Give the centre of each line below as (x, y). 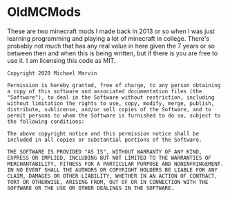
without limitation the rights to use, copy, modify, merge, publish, (111, 103)
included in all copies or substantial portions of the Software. (105, 140)
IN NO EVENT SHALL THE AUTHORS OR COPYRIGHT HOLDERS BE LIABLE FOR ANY (112, 170)
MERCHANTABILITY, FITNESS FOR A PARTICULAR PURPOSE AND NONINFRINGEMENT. (116, 164)
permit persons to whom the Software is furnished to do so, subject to (114, 115)
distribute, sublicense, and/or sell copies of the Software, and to (109, 109)
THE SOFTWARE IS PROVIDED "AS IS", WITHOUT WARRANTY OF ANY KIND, (105, 152)
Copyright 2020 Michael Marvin (52, 73)
